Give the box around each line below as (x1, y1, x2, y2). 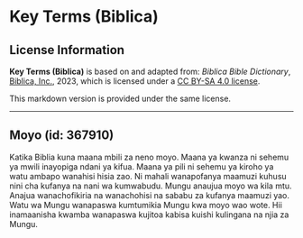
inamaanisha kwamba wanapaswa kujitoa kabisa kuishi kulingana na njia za (9, 209, 289, 220)
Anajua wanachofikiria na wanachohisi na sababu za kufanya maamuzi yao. (9, 189, 290, 200)
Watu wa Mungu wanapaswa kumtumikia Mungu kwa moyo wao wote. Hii (9, 199, 282, 210)
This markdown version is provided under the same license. (9, 93, 232, 104)
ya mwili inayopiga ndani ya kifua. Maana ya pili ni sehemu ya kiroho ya (9, 160, 274, 172)
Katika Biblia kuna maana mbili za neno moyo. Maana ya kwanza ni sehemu (9, 151, 289, 162)
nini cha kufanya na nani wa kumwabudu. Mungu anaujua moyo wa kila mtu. (9, 180, 292, 191)
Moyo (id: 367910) (9, 128, 115, 143)
